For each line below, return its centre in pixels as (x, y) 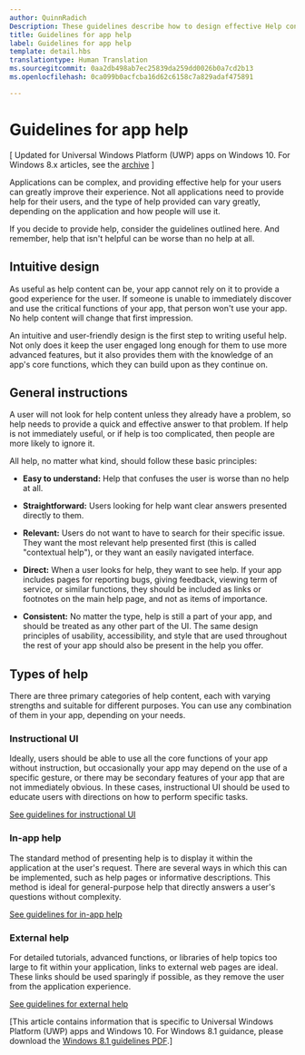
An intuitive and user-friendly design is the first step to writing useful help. (148, 335)
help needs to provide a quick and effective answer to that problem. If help (149, 424)
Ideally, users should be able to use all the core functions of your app (139, 758)
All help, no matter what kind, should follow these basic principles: (133, 461)
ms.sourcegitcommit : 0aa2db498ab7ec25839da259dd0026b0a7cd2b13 (132, 69)
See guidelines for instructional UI (73, 814)
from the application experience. (70, 987)
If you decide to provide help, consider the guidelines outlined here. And (144, 229)
